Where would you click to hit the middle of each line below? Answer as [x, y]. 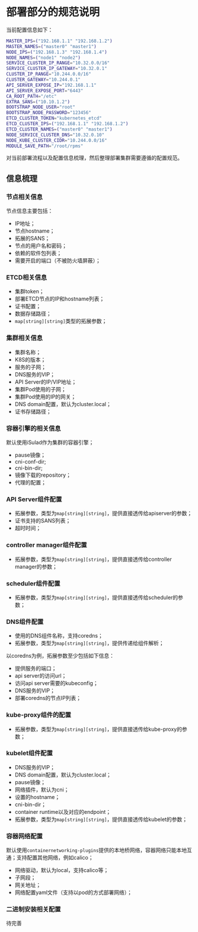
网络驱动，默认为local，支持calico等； [62, 870]
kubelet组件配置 [30, 753]
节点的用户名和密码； [41, 246]
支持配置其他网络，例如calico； [55, 858]
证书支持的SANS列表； [43, 521]
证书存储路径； [33, 411]
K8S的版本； [30, 359]
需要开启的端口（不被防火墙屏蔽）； [58, 261]
